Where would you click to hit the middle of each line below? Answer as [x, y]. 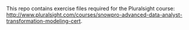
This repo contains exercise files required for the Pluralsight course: [91, 9]
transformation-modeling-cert [43, 21]
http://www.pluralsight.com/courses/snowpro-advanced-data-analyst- [94, 15]
